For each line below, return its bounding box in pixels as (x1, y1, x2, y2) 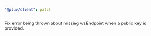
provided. (4, 25, 24, 31)
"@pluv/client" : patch (4, 7, 51, 12)
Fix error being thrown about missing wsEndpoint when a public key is (4, 20, 147, 26)
